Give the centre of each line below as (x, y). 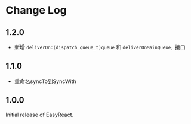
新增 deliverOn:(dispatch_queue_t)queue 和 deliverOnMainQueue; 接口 (100, 47)
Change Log (36, 10)
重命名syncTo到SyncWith (45, 81)
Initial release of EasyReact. (40, 115)
